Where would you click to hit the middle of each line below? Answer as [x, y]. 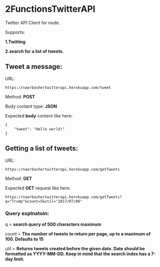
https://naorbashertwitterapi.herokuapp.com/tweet [58, 88]
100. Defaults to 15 [24, 239]
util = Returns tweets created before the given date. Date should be [75, 248]
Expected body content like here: [39, 116]
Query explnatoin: [27, 213]
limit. [19, 259]
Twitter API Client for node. [32, 23]
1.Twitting [15, 42]
